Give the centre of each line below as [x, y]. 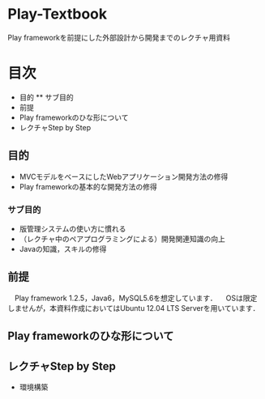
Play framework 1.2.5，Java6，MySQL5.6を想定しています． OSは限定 [136, 298]
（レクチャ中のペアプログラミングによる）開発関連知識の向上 [122, 239]
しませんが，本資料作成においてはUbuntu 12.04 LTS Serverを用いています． [134, 308]
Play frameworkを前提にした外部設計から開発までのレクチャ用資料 [119, 37]
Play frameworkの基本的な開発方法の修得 [88, 186]
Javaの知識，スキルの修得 [63, 248]
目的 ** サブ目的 [46, 97]
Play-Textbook [58, 14]
